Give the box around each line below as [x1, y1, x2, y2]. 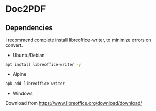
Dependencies [5, 23, 53, 32]
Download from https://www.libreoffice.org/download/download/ [5, 100, 142, 106]
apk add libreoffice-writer [5, 81, 65, 86]
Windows [12, 90, 33, 96]
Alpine [12, 71, 27, 77]
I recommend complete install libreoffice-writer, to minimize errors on [5, 37, 152, 43]
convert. [5, 42, 23, 48]
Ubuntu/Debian [12, 52, 45, 58]
